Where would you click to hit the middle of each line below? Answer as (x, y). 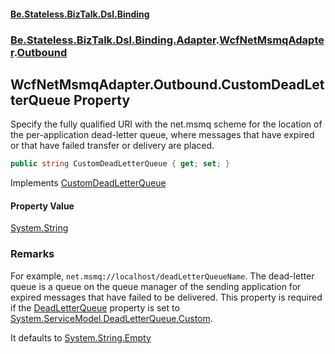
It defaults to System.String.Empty (81, 337)
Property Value (42, 206)
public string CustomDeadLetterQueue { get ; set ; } (120, 164)
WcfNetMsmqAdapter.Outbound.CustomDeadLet (167, 84)
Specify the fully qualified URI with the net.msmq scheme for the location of (166, 124)
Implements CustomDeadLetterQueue (88, 183)
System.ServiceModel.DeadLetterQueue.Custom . (111, 318)
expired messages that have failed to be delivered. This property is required (166, 297)
